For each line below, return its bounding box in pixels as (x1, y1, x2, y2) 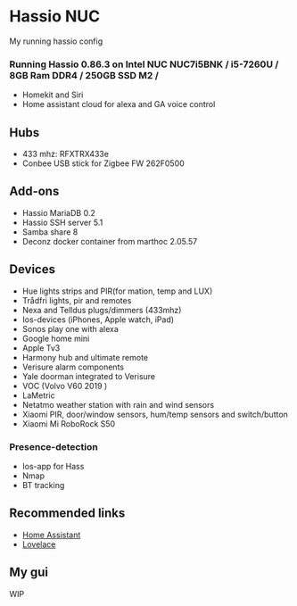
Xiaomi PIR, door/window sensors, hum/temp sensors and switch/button (21, 409, 288, 419)
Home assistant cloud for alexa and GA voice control (21, 99, 216, 110)
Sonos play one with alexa (21, 323, 119, 334)
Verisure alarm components (21, 361, 125, 372)
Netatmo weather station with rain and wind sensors (21, 399, 215, 410)
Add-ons (9, 184, 60, 199)
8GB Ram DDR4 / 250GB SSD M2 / (9, 69, 159, 81)
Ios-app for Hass (21, 461, 85, 471)
